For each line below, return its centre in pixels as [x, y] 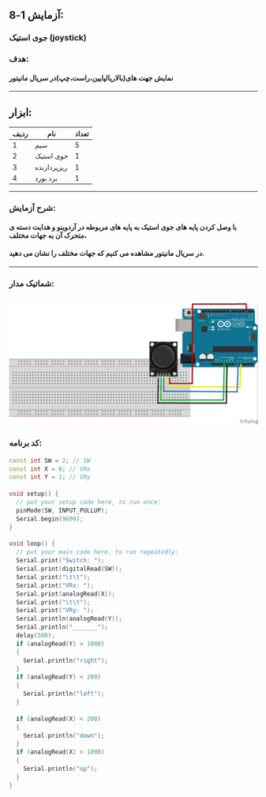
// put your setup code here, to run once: [88, 502]
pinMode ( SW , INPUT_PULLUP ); [62, 510]
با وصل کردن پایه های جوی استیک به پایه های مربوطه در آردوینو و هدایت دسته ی [123, 227]
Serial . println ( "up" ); [60, 769]
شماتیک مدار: [32, 284]
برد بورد [47, 178]
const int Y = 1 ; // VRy [50, 477]
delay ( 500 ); [36, 636]
